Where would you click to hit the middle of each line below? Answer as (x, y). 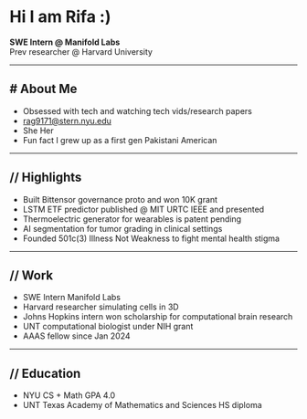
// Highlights (46, 178)
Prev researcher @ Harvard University (81, 51)
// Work (31, 275)
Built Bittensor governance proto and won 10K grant (120, 199)
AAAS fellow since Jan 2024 (76, 336)
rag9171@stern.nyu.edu (67, 120)
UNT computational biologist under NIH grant (108, 327)
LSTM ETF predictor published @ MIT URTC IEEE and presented (143, 209)
